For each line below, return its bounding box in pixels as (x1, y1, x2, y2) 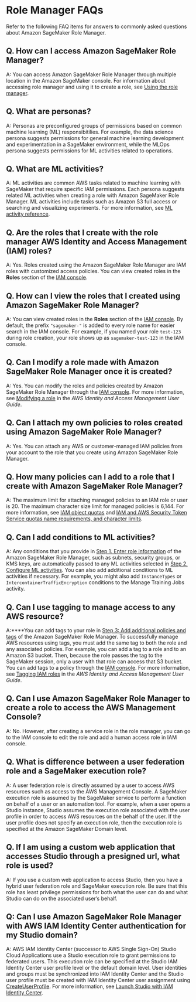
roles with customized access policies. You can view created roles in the (6, 268, 181, 275)
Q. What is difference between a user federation (6, 757, 185, 767)
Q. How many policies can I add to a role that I (6, 472, 174, 482)
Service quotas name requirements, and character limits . (6, 515, 143, 522)
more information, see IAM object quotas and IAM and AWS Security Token (6, 509, 187, 516)
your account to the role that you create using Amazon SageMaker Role (6, 449, 178, 456)
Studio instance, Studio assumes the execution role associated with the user (6, 806, 190, 813)
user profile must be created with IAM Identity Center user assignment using (6, 977, 191, 984)
